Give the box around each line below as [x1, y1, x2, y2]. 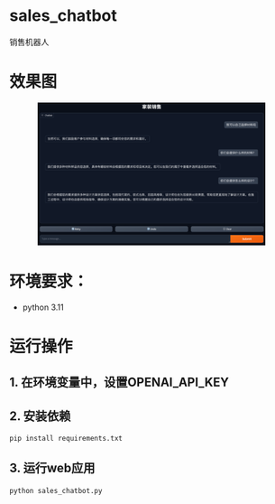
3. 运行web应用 [9, 461, 96, 476]
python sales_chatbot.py [9, 486, 103, 495]
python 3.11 [22, 302, 65, 313]
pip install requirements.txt [9, 434, 124, 443]
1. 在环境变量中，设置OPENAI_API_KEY [9, 375, 230, 390]
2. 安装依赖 [9, 408, 71, 424]
